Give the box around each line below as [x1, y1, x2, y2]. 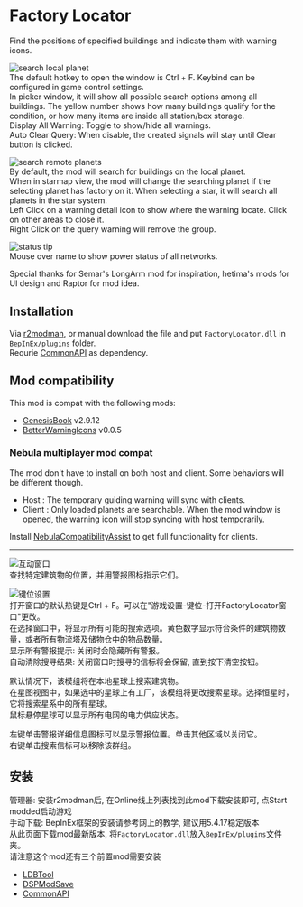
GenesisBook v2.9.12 [22, 414, 101, 425]
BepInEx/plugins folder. [9, 338, 96, 348]
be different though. [9, 477, 84, 487]
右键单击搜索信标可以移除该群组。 [9, 739, 136, 750]
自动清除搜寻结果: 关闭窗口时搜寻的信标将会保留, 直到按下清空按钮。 [9, 656, 263, 667]
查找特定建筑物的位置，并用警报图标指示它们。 [9, 569, 183, 580]
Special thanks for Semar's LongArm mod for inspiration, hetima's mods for [9, 268, 290, 279]
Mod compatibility [9, 374, 115, 389]
